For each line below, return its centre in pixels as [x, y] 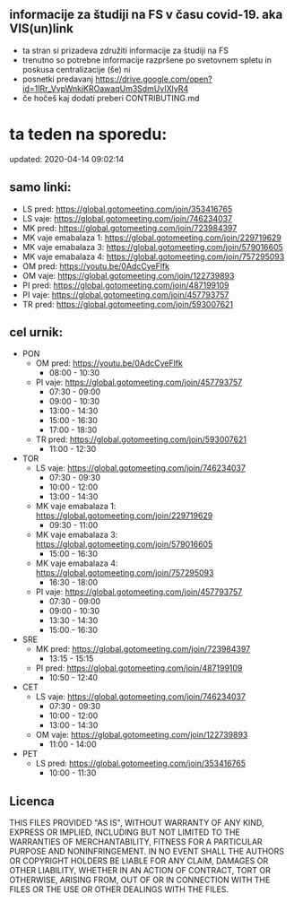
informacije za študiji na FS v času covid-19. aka [146, 15]
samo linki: [40, 187]
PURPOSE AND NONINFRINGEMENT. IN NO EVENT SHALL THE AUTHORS [147, 852]
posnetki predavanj [58, 79]
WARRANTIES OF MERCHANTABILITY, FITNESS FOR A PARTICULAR [136, 842]
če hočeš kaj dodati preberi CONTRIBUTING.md [111, 98]
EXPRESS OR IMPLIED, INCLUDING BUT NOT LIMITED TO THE [125, 832]
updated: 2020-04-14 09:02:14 [67, 159]
